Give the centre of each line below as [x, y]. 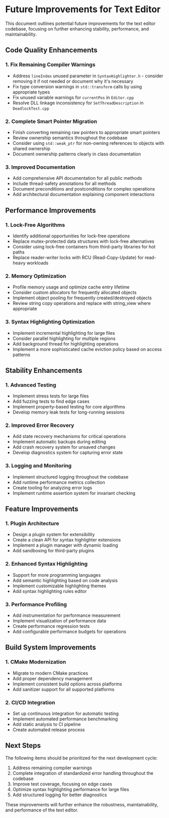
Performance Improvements [51, 210]
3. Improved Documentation [40, 167]
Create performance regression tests [51, 626]
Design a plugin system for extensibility [54, 534]
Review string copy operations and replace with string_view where [81, 303]
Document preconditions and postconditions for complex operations [84, 189]
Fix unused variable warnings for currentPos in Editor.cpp [73, 97]
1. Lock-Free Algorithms [35, 225]
